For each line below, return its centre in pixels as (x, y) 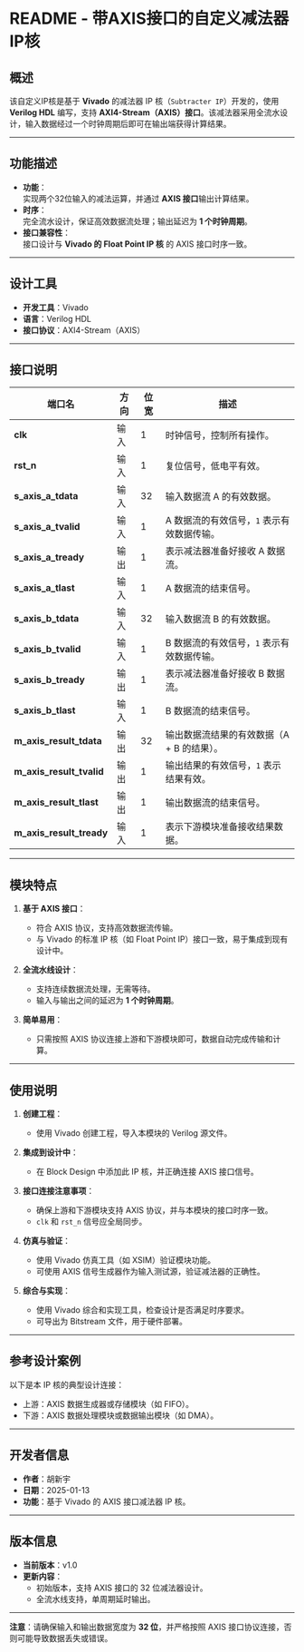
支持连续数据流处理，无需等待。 (95, 989)
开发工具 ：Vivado (55, 307)
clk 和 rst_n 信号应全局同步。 (91, 1222)
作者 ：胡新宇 (46, 1479)
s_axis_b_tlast (45, 710)
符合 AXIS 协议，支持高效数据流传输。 (107, 928)
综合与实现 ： (46, 1291)
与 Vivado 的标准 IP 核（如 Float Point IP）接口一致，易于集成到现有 (162, 939)
